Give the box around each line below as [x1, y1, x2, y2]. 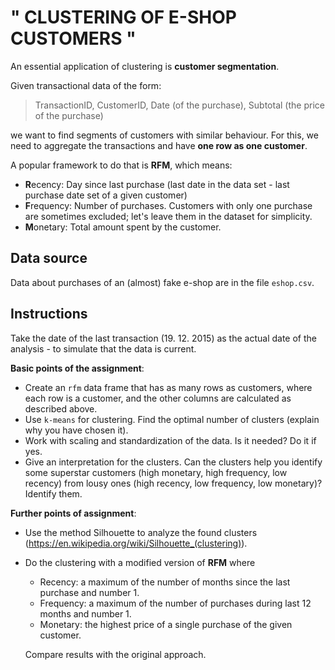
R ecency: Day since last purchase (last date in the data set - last [24, 178, 290, 190]
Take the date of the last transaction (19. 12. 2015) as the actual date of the [10, 332, 317, 344]
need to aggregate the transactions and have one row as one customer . [10, 139, 308, 151]
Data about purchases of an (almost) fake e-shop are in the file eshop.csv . [10, 276, 315, 288]
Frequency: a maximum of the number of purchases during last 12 [39, 597, 312, 609]
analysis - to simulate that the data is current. [10, 342, 197, 355]
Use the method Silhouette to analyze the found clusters [24, 526, 258, 538]
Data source [10, 250, 88, 267]
